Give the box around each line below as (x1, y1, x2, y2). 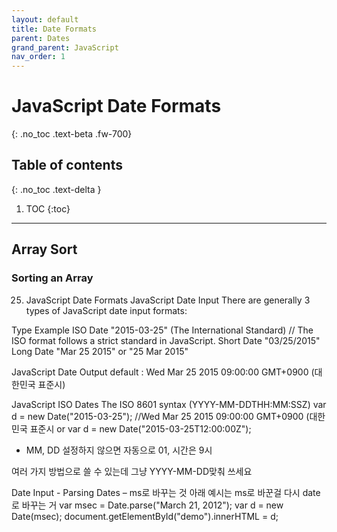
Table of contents (11, 157, 123, 174)
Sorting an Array (11, 271, 94, 285)
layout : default (11, 14, 79, 25)
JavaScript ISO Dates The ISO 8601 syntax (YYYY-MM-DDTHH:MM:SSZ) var (11, 398, 327, 410)
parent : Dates (11, 33, 71, 43)
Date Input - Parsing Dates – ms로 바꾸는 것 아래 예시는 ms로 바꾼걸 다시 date (11, 486, 321, 498)
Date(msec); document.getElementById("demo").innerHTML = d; (11, 510, 279, 522)
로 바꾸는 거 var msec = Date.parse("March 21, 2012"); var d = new (11, 499, 284, 511)
